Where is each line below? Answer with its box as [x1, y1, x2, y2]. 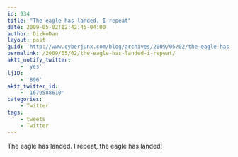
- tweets [20, 115, 46, 122]
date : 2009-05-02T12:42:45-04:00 [7, 23, 106, 30]
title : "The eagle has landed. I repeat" [7, 17, 132, 24]
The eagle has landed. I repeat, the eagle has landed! [7, 141, 163, 150]
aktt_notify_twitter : [7, 57, 72, 64]
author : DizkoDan [7, 30, 59, 37]
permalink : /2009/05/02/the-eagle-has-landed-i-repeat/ [7, 50, 176, 57]
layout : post [7, 37, 46, 44]
